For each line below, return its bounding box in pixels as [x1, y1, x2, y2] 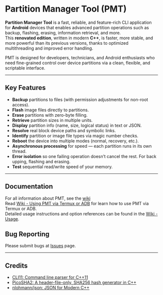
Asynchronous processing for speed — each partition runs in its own [12, 143, 152, 149]
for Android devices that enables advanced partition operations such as [5, 24, 149, 30]
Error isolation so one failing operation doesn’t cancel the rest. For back [12, 153, 157, 159]
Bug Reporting [5, 230, 50, 238]
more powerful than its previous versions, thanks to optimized [5, 40, 129, 46]
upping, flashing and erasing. [12, 158, 71, 164]
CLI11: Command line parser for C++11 [12, 275, 88, 280]
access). [12, 102, 30, 107]
